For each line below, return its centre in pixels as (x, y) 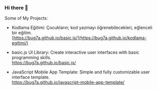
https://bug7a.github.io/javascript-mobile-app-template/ (68, 82)
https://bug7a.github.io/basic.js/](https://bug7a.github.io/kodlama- (80, 38)
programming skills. (31, 58)
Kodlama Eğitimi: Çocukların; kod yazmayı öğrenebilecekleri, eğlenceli (82, 28)
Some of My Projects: (26, 18)
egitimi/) (20, 43)
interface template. (30, 77)
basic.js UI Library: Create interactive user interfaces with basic (75, 52)
